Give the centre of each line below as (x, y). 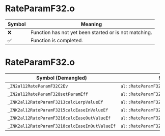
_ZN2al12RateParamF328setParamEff (48, 94)
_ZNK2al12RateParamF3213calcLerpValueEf (55, 102)
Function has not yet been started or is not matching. (91, 32)
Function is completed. (57, 40)
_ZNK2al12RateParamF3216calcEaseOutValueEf (59, 118)
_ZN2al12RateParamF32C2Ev (38, 86)
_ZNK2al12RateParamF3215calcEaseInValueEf (58, 110)
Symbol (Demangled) (62, 78)
